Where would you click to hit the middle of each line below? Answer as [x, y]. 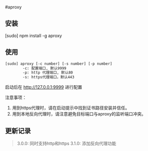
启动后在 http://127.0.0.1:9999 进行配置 [43, 87]
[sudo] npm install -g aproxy [33, 36]
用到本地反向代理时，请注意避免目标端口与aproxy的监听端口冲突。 [79, 114]
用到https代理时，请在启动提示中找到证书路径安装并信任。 [71, 108]
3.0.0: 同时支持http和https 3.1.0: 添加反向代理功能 [66, 143]
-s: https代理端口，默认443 [49, 77]
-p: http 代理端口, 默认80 [48, 73]
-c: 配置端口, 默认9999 [45, 68]
